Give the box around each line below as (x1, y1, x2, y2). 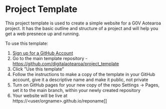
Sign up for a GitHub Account (12, 50, 73, 56)
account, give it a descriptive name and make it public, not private (12, 76, 148, 82)
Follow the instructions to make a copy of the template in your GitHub (12, 71, 155, 77)
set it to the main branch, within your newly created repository (12, 87, 141, 93)
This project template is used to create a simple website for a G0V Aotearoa (5, 20, 161, 26)
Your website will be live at (12, 92, 67, 98)
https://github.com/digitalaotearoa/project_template (12, 60, 119, 66)
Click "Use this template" (12, 66, 64, 72)
